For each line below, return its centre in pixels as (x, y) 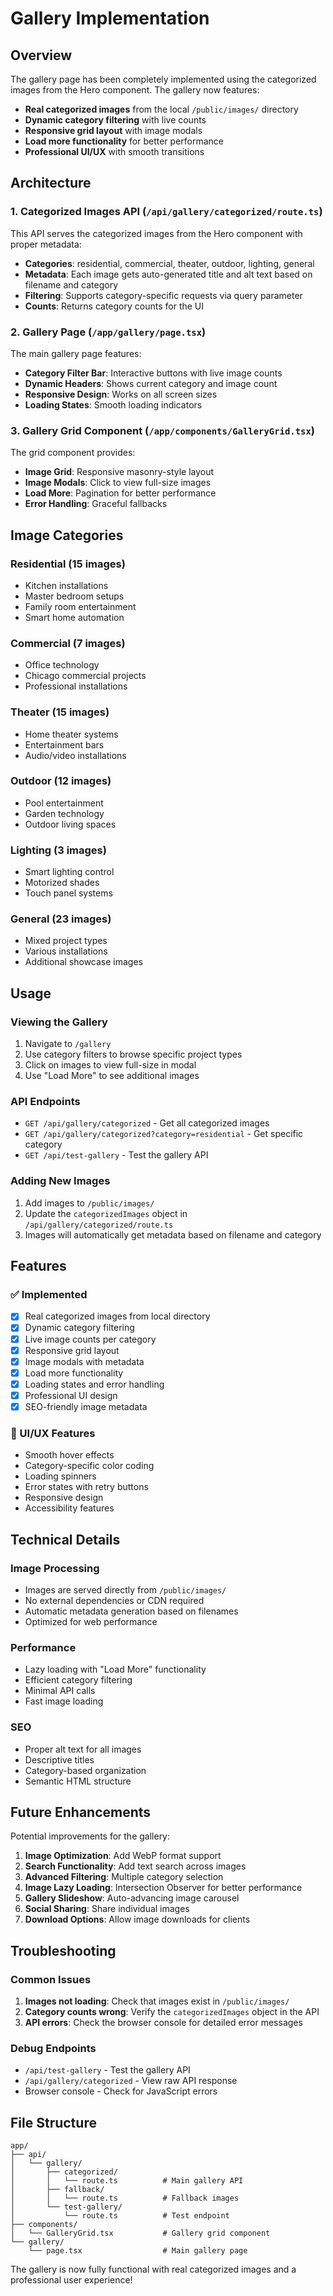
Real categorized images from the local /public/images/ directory (161, 109)
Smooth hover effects (69, 1455)
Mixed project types (66, 941)
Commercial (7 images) (68, 643)
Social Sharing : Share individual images (107, 1909)
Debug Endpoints (53, 2048)
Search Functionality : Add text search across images (135, 1866)
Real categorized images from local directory (117, 1316)
